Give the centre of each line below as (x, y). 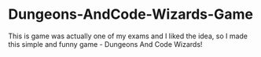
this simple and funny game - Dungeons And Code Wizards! (105, 44)
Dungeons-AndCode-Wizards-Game (131, 14)
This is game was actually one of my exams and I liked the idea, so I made (128, 36)
